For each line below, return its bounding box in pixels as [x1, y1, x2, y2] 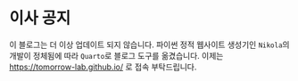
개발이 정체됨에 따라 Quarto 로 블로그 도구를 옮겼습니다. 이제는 [9, 50, 224, 61]
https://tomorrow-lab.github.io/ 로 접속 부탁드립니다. [9, 61, 197, 72]
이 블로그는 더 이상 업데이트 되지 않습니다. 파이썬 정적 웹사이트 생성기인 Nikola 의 [9, 39, 290, 50]
